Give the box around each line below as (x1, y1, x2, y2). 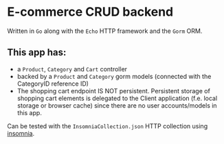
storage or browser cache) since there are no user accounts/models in (16, 101, 218, 110)
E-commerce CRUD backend (7, 4, 174, 20)
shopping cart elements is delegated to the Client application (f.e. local (16, 94, 218, 102)
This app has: (7, 47, 67, 58)
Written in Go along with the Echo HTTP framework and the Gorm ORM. (7, 27, 203, 35)
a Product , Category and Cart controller (16, 64, 128, 73)
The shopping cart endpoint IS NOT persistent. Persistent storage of (16, 86, 211, 95)
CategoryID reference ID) (16, 80, 89, 88)
